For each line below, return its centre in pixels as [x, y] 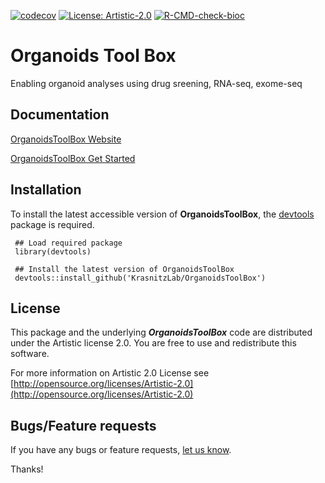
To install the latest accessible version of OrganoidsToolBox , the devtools [162, 214]
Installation [46, 190]
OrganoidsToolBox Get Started [73, 158]
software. [30, 354]
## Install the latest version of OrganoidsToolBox [124, 269]
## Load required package [68, 243]
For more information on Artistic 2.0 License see [110, 373]
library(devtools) [53, 251]
